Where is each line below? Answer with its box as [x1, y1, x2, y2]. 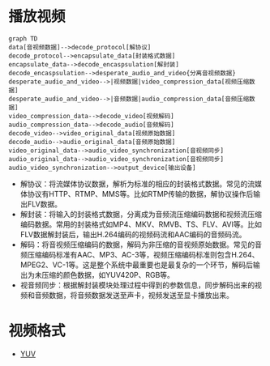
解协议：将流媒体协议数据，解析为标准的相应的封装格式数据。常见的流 [19, 179, 255, 189]
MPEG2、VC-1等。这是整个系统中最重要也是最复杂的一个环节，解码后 [19, 260, 254, 270]
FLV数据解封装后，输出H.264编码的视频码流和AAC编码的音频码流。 [19, 229, 246, 239]
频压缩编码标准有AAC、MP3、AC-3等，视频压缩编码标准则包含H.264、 [19, 249, 259, 259]
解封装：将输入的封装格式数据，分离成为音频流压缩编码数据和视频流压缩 [19, 209, 262, 219]
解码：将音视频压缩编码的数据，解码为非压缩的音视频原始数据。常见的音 [19, 240, 262, 249]
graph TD [8, 34, 38, 43]
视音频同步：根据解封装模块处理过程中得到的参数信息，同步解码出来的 [19, 280, 255, 290]
